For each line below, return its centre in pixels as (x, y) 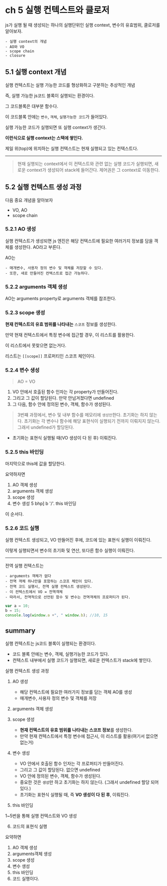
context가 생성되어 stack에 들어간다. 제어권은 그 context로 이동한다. (93, 170)
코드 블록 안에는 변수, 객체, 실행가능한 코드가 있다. (61, 654)
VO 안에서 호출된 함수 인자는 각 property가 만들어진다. (65, 392)
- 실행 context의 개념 (26, 41)
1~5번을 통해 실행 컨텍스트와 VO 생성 (41, 816)
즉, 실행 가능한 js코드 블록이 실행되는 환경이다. (50, 96)
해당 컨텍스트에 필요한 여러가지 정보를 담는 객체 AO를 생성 (76, 692)
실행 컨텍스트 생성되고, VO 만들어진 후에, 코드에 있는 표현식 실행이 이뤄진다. (78, 540)
